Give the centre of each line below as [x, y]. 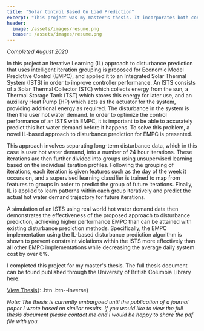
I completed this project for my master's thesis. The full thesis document [97, 266]
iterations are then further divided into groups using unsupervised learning [100, 159]
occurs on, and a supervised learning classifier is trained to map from [94, 178]
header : [17, 23]
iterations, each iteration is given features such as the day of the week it [97, 172]
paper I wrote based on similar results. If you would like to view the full [95, 309]
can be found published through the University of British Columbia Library [99, 272]
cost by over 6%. [28, 254]
